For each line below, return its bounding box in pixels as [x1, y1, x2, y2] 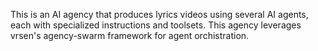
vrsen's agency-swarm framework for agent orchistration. [10, 30, 250, 41]
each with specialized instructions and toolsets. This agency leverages [10, 19, 302, 31]
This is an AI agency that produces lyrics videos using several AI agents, [10, 9, 309, 20]
